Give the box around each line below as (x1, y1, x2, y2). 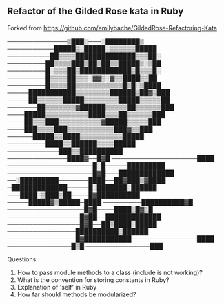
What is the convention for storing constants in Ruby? (17, 275, 170, 284)
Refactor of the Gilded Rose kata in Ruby (7, 6, 184, 17)
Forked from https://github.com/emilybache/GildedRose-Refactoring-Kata (7, 23, 217, 32)
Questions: (7, 254, 38, 263)
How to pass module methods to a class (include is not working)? (17, 268, 203, 276)
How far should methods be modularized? (17, 290, 136, 298)
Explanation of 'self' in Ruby (17, 283, 97, 291)
